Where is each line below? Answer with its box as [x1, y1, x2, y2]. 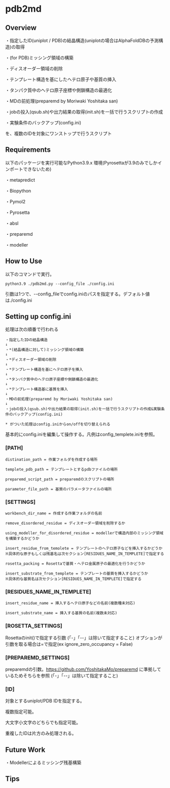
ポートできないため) [9, 166, 52, 172]
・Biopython [5, 187, 31, 194]
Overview [5, 23, 37, 32]
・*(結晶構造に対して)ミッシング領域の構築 [5, 347, 84, 352]
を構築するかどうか [5, 536, 40, 541]
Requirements [5, 146, 51, 154]
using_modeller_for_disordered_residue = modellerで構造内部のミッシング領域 [5, 531, 164, 536]
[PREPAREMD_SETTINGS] [5, 654, 70, 661]
